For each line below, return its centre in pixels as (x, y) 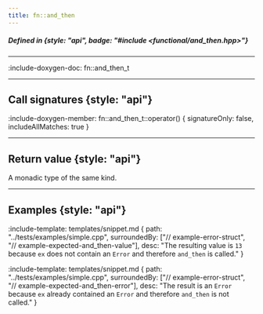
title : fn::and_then (42, 15)
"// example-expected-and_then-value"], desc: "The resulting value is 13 (125, 246)
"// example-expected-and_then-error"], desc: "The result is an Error (120, 286)
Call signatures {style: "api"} (80, 99)
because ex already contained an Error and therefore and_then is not (119, 294)
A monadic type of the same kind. (63, 178)
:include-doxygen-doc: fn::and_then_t (69, 68)
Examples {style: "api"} (67, 210)
